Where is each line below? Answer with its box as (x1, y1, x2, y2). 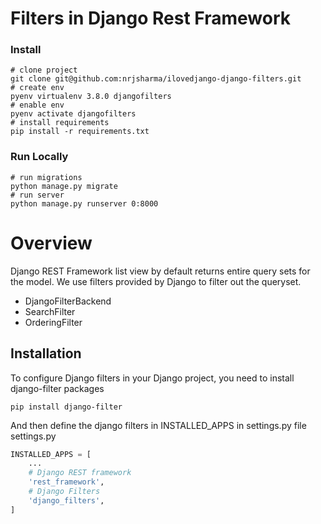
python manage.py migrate (10, 181, 118, 191)
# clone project (10, 65, 78, 76)
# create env (10, 83, 65, 93)
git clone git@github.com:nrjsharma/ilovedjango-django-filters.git (10, 74, 302, 84)
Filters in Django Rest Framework (10, 7, 292, 30)
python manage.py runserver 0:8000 (10, 198, 159, 209)
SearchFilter (24, 305, 76, 317)
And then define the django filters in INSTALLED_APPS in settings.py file (10, 419, 307, 431)
